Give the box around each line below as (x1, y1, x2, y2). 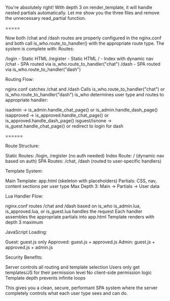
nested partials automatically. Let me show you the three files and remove (5, 10, 160, 16)
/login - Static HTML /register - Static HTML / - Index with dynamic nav (5, 56, 154, 62)
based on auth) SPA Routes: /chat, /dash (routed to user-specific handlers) (5, 158, 162, 164)
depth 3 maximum (5, 219, 43, 225)
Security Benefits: (5, 254, 43, 260)
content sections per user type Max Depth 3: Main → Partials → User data (5, 183, 160, 189)
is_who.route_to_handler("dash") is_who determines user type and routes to (5, 92, 164, 97)
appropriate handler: (5, 97, 48, 103)
